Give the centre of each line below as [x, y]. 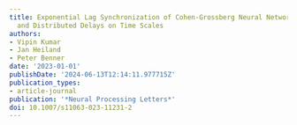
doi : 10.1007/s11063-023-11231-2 [71, 107]
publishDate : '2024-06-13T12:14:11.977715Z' [92, 75]
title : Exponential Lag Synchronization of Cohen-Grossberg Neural [136, 17]
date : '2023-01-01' [45, 67]
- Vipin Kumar [35, 42]
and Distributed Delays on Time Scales [91, 26]
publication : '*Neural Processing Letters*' [92, 99]
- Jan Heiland [35, 50]
